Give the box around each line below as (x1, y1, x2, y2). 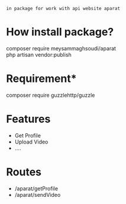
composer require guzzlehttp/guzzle (6, 91, 95, 98)
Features (6, 113, 51, 126)
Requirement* (6, 72, 77, 85)
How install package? (6, 26, 114, 39)
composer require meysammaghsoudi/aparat (6, 44, 117, 52)
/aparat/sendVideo (14, 191, 61, 198)
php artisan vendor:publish (6, 51, 72, 58)
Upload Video (14, 138, 49, 145)
